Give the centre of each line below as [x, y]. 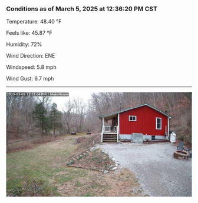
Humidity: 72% [24, 44]
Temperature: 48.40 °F [34, 22]
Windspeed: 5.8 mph [32, 67]
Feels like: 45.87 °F [29, 33]
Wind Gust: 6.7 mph [30, 79]
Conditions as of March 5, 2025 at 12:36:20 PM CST [82, 9]
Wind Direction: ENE [31, 56]
